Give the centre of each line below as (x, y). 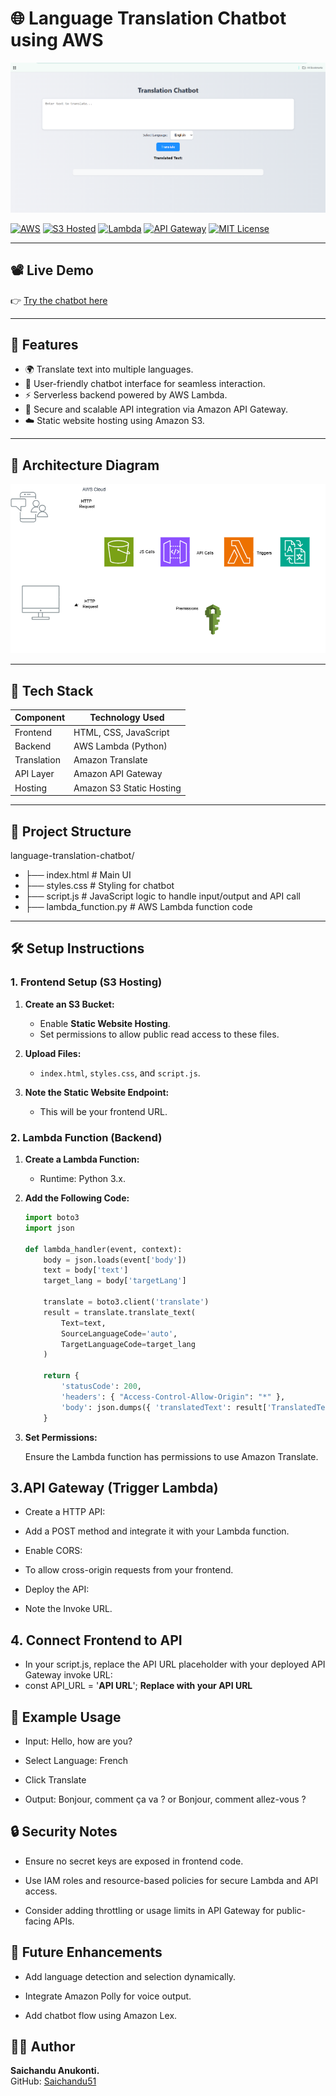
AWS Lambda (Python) (120, 746)
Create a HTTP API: (65, 1512)
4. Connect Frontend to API (96, 1640)
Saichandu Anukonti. (55, 2071)
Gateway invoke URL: (68, 1675)
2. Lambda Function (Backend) (86, 1137)
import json (49, 1228)
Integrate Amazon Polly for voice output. (108, 1996)
